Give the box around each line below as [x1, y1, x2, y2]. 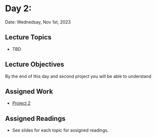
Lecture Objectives [5, 60, 65, 69]
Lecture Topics [5, 33, 52, 41]
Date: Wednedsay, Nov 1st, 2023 [5, 19, 71, 25]
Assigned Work [5, 87, 53, 96]
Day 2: [5, 3, 32, 14]
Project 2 [12, 100, 31, 106]
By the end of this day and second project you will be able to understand [5, 73, 152, 79]
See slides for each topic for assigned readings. [12, 127, 109, 133]
